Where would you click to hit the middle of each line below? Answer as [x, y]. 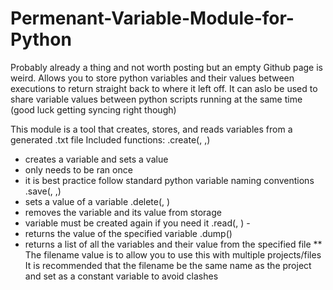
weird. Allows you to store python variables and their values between [152, 78]
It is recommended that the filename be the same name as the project [168, 265]
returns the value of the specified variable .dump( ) [128, 233]
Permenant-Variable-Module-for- [152, 18]
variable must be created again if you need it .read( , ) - [137, 223]
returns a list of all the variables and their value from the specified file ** [173, 244]
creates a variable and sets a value [96, 159]
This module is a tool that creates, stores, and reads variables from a [151, 129]
